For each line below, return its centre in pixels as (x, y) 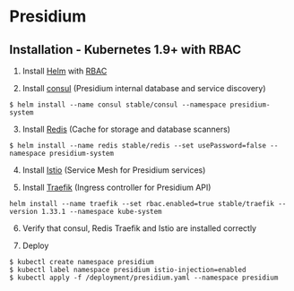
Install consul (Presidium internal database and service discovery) (144, 88)
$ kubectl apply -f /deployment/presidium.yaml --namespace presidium (144, 278)
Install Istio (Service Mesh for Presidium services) (114, 170)
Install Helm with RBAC (65, 71)
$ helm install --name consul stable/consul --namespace (118, 105)
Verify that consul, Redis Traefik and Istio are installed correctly (139, 228)
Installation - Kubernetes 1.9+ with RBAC (125, 50)
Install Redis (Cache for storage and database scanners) (126, 129)
